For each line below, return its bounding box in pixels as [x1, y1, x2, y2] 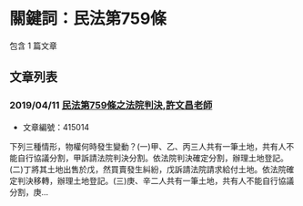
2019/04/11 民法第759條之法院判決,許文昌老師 [9, 99, 213, 112]
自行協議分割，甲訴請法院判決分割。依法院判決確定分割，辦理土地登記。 [16, 152, 288, 163]
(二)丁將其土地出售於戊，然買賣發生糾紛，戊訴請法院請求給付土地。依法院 [9, 163, 287, 174]
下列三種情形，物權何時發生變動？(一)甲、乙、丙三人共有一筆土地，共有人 [9, 140, 287, 151]
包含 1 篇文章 [9, 40, 57, 51]
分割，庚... [9, 186, 49, 197]
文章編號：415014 [22, 121, 90, 132]
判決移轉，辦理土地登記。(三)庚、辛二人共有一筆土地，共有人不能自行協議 [16, 175, 295, 186]
